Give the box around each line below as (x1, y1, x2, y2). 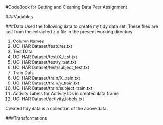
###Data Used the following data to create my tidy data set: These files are (5, 23, 158, 29)
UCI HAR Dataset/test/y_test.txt (12, 59, 77, 65)
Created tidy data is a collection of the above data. (5, 106, 108, 111)
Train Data (12, 70, 34, 76)
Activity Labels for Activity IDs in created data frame (12, 91, 119, 96)
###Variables (5, 14, 33, 19)
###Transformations (5, 115, 47, 121)
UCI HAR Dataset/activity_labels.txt (12, 96, 84, 102)
